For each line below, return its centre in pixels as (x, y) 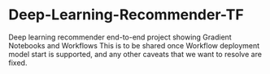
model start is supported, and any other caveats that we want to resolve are (135, 54)
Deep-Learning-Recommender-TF (126, 15)
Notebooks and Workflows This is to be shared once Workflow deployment (134, 45)
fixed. (18, 63)
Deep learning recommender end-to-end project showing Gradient (120, 37)
